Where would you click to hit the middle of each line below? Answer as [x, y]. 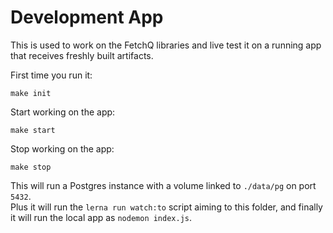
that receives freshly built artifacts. [82, 55]
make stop [31, 167]
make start [33, 130]
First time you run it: [51, 75]
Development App [87, 17]
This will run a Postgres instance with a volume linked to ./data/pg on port [163, 185]
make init [31, 93]
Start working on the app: [63, 112]
